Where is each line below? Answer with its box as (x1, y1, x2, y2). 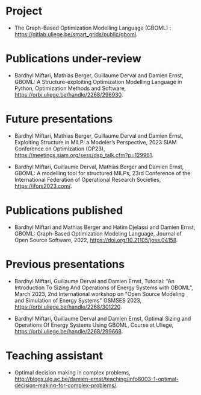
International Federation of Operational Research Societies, (14, 176, 161, 183)
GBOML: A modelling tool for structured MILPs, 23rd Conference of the (14, 169, 191, 176)
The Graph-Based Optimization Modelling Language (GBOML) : (14, 24, 172, 31)
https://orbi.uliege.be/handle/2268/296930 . (14, 91, 123, 98)
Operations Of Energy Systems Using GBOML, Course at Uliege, (14, 321, 174, 329)
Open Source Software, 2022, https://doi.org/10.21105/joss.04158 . (14, 236, 178, 243)
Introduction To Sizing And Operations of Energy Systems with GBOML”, (14, 284, 193, 291)
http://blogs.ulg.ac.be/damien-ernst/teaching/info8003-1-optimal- (14, 375, 179, 382)
